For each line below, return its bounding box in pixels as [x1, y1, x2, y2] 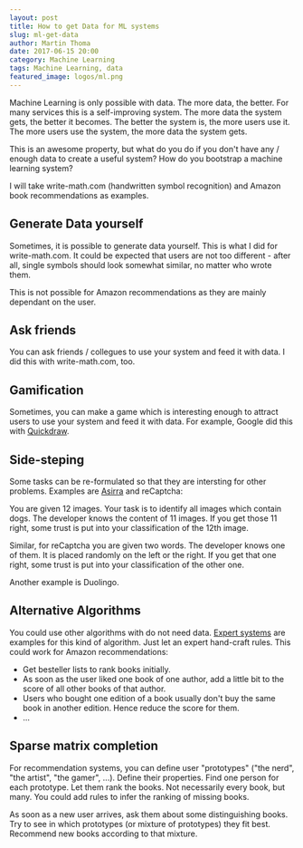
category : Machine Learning [9, 55, 116, 64]
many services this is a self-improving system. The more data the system [9, 106, 282, 118]
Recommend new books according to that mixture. [9, 828, 198, 839]
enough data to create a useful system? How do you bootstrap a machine [9, 153, 283, 164]
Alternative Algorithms [9, 603, 142, 619]
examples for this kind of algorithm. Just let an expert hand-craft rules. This [9, 636, 291, 648]
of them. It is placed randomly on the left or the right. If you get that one [9, 550, 277, 560]
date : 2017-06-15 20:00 [9, 47, 99, 56]
